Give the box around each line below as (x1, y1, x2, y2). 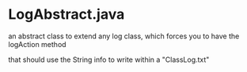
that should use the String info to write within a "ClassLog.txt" (8, 55, 210, 64)
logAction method (8, 39, 66, 49)
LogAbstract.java (8, 5, 125, 23)
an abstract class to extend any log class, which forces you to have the (8, 31, 240, 41)
